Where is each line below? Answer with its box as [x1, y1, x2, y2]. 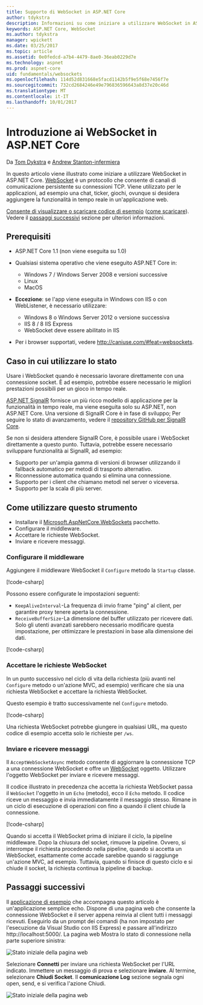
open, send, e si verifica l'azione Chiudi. [6, 980, 106, 987]
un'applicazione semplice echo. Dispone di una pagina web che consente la [6, 904, 196, 912]
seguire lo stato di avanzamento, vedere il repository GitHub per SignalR [6, 416, 186, 423]
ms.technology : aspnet [6, 59, 63, 66]
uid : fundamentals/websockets [6, 71, 83, 77]
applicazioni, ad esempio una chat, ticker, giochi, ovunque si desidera [6, 189, 180, 197]
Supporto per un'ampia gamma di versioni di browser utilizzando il [14, 459, 181, 466]
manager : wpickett [6, 37, 53, 43]
